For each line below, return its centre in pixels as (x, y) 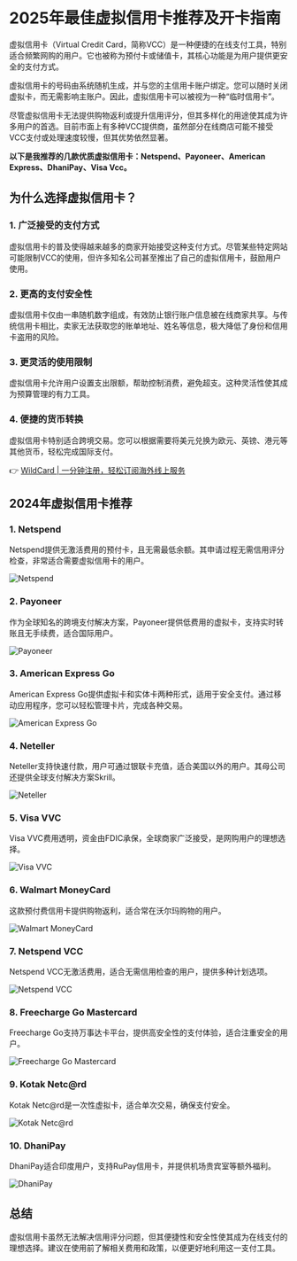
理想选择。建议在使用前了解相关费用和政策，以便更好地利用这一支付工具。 (145, 1248)
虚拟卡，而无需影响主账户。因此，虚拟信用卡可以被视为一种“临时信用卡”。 (145, 96)
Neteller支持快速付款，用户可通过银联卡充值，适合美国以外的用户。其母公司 (147, 767)
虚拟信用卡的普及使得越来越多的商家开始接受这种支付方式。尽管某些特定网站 (148, 246)
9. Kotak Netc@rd (48, 1085)
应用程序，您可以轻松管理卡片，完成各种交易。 (102, 704)
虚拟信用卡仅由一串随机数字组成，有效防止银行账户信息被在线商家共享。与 (145, 315)
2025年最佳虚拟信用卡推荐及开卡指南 (145, 18)
